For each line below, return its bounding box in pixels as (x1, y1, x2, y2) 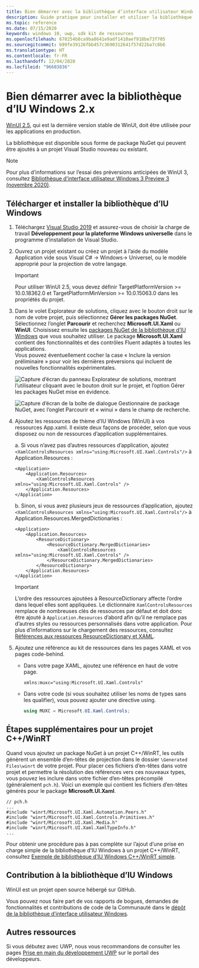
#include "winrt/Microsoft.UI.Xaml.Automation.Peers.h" (6, 809, 147, 815)
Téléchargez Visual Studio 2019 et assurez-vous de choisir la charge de (14, 224, 190, 231)
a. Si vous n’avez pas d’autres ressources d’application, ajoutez (14, 442, 169, 449)
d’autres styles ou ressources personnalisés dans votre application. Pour (14, 620, 192, 627)
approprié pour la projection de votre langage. (14, 261, 127, 268)
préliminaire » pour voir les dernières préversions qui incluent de (14, 358, 172, 365)
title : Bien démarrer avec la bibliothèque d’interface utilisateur (6, 8, 179, 15)
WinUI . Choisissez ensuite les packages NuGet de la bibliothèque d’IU (14, 326, 187, 334)
